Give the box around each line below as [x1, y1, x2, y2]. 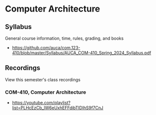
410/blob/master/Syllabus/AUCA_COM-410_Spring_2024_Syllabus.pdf [12, 50, 151, 56]
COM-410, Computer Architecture [5, 88, 86, 95]
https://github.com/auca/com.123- [12, 45, 81, 50]
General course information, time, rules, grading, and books [5, 35, 124, 41]
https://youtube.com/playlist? [12, 100, 71, 106]
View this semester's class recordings [5, 76, 81, 83]
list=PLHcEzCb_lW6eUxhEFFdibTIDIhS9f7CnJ [12, 105, 104, 111]
